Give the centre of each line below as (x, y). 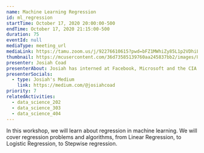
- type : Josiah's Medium (43, 80)
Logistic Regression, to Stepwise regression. (62, 144)
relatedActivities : (31, 97)
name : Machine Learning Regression (51, 12)
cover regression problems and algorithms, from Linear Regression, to (94, 137)
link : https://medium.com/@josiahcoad (66, 86)
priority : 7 (21, 91)
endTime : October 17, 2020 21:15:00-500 (58, 29)
